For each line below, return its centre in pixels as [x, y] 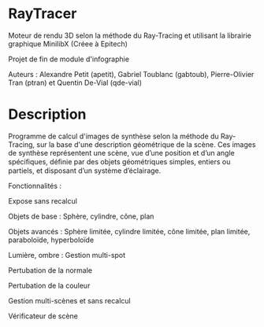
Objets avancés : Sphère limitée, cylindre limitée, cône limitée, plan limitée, [129, 231]
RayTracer [43, 14]
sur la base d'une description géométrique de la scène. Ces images [146, 144]
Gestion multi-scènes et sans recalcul [70, 300]
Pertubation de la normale [50, 270]
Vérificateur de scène [43, 316]
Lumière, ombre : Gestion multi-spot [67, 255]
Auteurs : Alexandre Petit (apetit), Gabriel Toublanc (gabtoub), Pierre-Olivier [131, 74]
